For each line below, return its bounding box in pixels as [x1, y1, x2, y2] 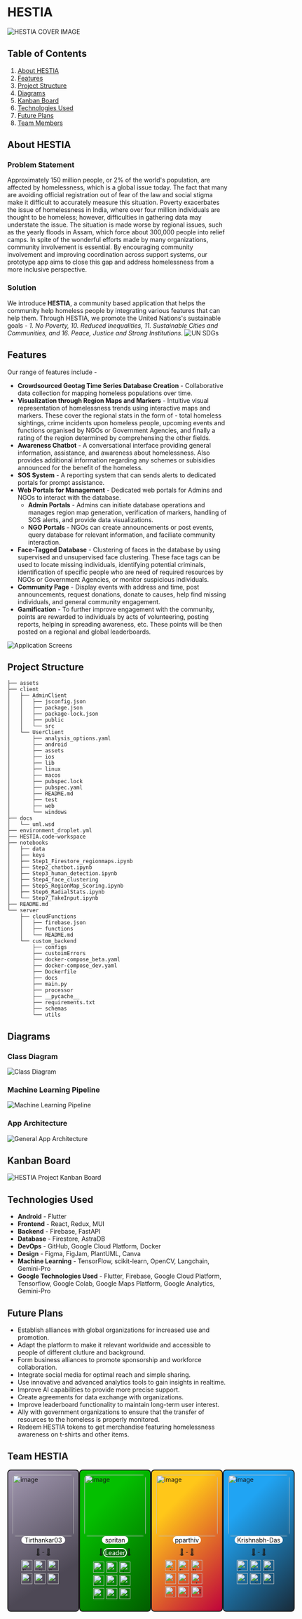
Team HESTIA [7, 1451, 69, 1463]
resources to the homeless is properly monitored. [17, 1415, 160, 1424]
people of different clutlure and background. [17, 1348, 146, 1357]
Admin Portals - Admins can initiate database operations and [27, 500, 205, 509]
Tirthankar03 [24, 1535, 62, 1544]
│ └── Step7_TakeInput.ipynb [7, 895, 99, 902]
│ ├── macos [7, 772, 61, 779]
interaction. [27, 538, 61, 546]
